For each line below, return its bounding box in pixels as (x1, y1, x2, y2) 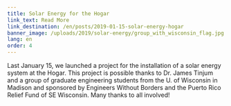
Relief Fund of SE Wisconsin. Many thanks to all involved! (7, 91, 170, 99)
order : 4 (7, 42, 33, 49)
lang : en (7, 36, 33, 43)
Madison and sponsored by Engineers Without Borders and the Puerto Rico (7, 84, 221, 91)
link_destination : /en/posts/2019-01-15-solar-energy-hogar (7, 23, 185, 30)
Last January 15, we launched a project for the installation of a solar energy (7, 62, 221, 69)
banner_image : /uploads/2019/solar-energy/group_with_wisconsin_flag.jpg (7, 29, 225, 37)
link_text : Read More (7, 17, 70, 24)
